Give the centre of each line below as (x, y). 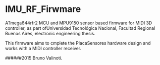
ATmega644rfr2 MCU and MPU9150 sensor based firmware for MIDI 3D (79, 23)
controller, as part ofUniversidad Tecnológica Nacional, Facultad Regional (80, 28)
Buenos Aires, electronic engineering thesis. (50, 33)
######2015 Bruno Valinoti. (34, 58)
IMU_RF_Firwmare (43, 9)
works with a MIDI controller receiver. (43, 48)
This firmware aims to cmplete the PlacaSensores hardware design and (78, 43)
